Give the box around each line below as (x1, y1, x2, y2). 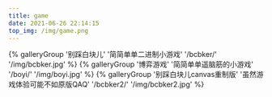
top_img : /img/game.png (8, 26, 89, 34)
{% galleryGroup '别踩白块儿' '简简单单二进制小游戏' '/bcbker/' (8, 50, 217, 59)
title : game (8, 11, 49, 20)
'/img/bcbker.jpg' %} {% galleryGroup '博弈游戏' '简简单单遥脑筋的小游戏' (8, 59, 253, 69)
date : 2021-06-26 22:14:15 (8, 19, 100, 27)
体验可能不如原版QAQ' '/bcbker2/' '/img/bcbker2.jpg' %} (15, 79, 205, 89)
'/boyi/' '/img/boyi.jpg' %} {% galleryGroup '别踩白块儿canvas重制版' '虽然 (8, 70, 257, 79)
